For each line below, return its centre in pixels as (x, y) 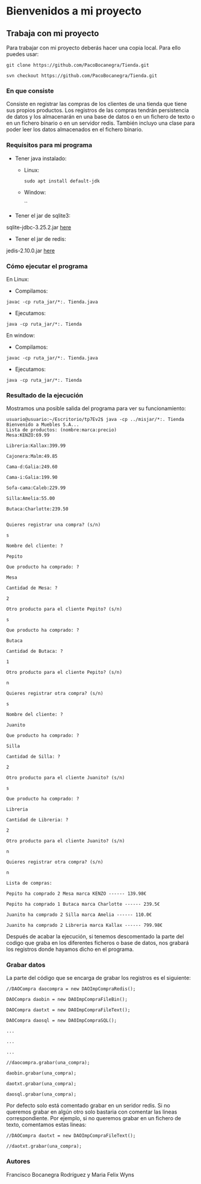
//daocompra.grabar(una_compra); (48, 1063)
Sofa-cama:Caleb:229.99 (36, 488)
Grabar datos (26, 965)
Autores (18, 1162)
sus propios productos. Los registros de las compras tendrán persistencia (98, 110)
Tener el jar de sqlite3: (43, 216)
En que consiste (30, 90)
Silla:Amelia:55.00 (31, 499)
